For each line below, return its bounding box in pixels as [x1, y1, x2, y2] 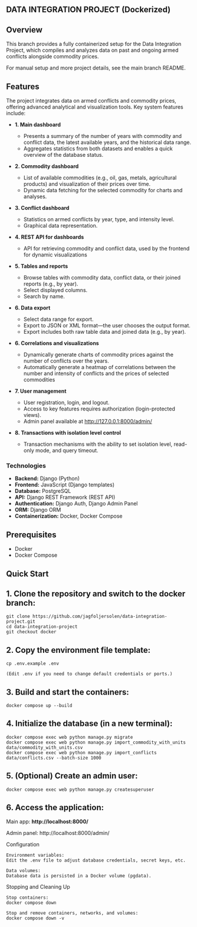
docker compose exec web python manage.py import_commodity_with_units [6, 739, 186, 745]
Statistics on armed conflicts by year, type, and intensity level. [23, 216, 175, 223]
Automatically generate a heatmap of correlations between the [23, 364, 176, 371]
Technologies [6, 461, 46, 469]
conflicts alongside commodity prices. [6, 53, 99, 60]
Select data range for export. [23, 315, 94, 323]
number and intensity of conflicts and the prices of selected [23, 370, 169, 377]
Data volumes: [6, 868, 41, 874]
